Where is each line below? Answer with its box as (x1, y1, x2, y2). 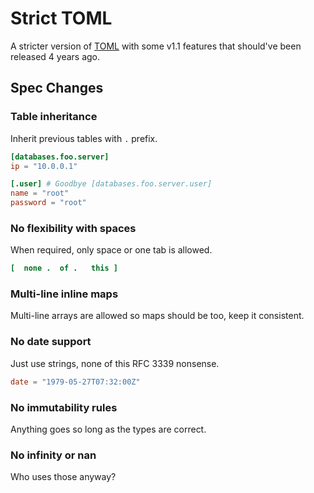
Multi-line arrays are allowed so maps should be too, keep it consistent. (10, 310, 305, 322)
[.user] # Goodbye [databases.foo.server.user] (10, 179, 213, 189)
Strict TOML (10, 7, 113, 30)
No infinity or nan (10, 448, 97, 462)
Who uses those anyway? (10, 471, 117, 483)
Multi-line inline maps (10, 287, 119, 301)
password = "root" (10, 198, 87, 208)
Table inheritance (10, 110, 98, 124)
